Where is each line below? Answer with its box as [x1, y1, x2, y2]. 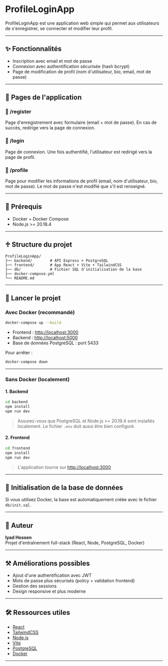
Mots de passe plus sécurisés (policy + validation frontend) [12, 578, 135, 584]
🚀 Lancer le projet [5, 294, 61, 303]
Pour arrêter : [5, 350, 33, 356]
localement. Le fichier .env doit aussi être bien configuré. [17, 423, 135, 429]
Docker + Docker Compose [12, 215, 69, 221]
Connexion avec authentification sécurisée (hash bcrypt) [12, 63, 130, 69]
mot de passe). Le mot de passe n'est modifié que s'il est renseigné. [5, 183, 146, 189]
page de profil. [5, 154, 35, 160]
